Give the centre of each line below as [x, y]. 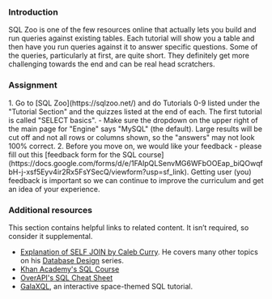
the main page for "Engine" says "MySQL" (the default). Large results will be [136, 129]
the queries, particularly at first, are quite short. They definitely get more [129, 56]
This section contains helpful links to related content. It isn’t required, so [129, 227]
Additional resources [51, 210]
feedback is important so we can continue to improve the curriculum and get [136, 180]
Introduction [33, 12]
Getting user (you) [221, 172]
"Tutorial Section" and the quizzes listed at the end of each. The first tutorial [135, 111]
